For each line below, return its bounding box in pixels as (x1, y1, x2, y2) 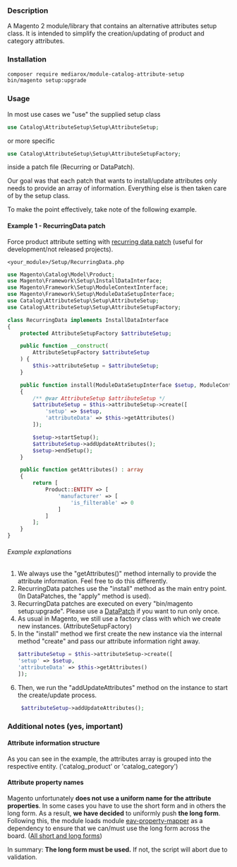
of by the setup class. (7, 192, 71, 200)
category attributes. (7, 37, 65, 45)
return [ (32, 480, 59, 487)
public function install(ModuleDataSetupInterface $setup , (20, 381, 197, 389)
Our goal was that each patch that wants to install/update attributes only (7, 176, 217, 185)
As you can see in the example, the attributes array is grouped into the (7, 754, 212, 763)
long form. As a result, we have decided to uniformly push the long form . (7, 809, 221, 817)
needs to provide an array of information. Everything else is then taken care (7, 184, 227, 193)
